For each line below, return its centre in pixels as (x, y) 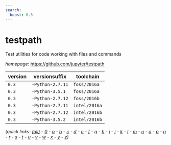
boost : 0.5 (21, 15)
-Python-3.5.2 (48, 120)
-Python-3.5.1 (48, 92)
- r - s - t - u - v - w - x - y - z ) (37, 137)
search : (14, 10)
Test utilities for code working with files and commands (63, 54)
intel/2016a (88, 106)
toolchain (88, 77)
